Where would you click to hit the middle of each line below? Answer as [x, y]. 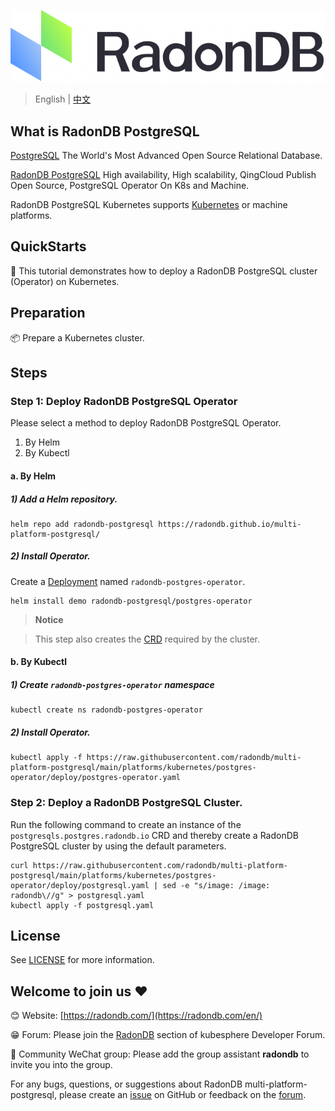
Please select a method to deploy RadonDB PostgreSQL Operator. [146, 423]
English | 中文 [63, 99]
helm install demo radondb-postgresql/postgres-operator [131, 601]
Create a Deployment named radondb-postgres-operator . [128, 581]
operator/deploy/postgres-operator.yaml [96, 778]
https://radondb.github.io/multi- [230, 524]
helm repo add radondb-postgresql [82, 524]
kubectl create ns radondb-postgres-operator [106, 710]
